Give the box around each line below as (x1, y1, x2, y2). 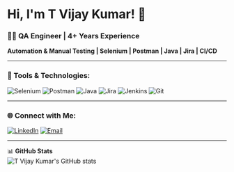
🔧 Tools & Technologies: (7, 71, 91, 81)
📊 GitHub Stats (7, 147, 54, 155)
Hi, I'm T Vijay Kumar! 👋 (7, 6, 146, 22)
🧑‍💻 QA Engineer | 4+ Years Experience (7, 31, 140, 41)
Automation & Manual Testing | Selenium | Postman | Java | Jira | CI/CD (7, 47, 217, 55)
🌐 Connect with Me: (7, 111, 77, 120)
